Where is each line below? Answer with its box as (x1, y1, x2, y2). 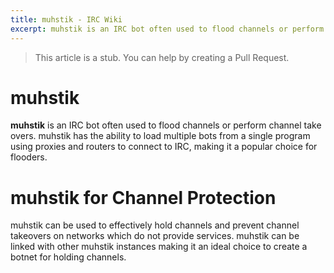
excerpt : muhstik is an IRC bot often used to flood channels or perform (10, 24, 325, 34)
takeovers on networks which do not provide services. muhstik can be (10, 230, 300, 242)
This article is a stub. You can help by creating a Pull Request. (34, 51, 290, 63)
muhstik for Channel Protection (10, 186, 277, 209)
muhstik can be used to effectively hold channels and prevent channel (10, 219, 300, 231)
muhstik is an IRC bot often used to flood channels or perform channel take (10, 119, 322, 131)
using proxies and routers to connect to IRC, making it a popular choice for (10, 141, 318, 153)
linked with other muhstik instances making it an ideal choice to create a (10, 241, 308, 253)
